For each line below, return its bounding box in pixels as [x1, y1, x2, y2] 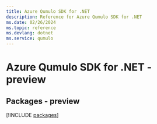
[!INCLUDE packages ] [6, 112, 59, 118]
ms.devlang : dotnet [6, 30, 54, 36]
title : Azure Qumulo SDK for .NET [6, 8, 90, 15]
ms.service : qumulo [6, 36, 54, 41]
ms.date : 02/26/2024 [6, 19, 57, 25]
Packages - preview [6, 96, 80, 106]
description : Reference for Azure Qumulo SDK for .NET [6, 14, 142, 20]
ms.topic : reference [6, 24, 57, 31]
